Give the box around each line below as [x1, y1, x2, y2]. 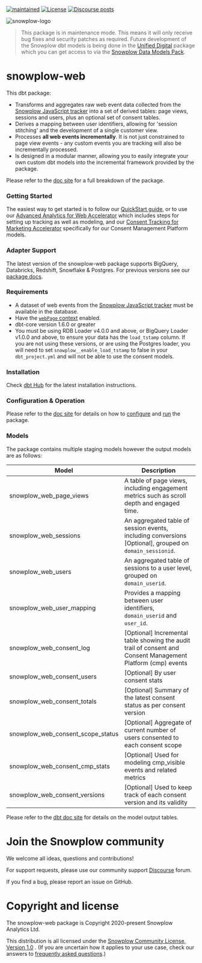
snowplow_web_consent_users [9, 672, 97, 681]
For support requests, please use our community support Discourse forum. [6, 866, 192, 874]
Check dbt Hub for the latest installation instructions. [6, 382, 137, 389]
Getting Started [6, 192, 52, 200]
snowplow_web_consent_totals [9, 697, 97, 706]
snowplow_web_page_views [9, 491, 89, 500]
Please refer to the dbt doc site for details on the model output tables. [6, 813, 179, 821]
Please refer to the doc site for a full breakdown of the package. [6, 177, 165, 184]
